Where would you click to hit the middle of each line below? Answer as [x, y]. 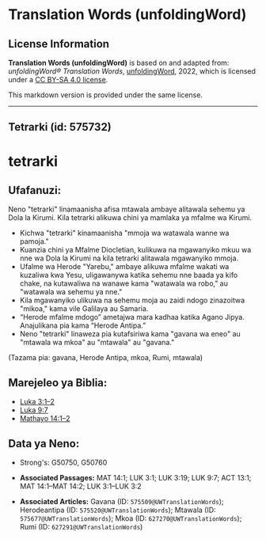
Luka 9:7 [34, 410]
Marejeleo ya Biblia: [58, 383]
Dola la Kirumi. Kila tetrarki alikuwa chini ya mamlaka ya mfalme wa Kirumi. [130, 218]
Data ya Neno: [44, 444]
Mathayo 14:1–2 [45, 419]
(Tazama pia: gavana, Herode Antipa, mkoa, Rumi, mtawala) [106, 358]
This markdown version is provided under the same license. [106, 95]
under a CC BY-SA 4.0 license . [58, 80]
